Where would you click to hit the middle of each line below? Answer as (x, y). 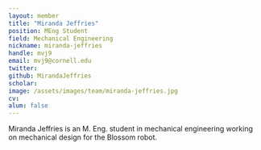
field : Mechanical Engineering (61, 38)
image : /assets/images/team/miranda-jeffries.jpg (93, 91)
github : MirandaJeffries (50, 76)
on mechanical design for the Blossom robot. (83, 137)
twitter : (23, 69)
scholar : (23, 83)
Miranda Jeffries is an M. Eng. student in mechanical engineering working (131, 129)
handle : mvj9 (30, 53)
